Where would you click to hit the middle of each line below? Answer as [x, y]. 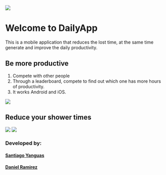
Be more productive [37, 64]
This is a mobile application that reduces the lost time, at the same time [79, 42]
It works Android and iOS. [39, 92]
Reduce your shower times [48, 117]
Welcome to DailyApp [51, 28]
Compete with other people [41, 76]
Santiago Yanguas [25, 155]
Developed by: [24, 143]
